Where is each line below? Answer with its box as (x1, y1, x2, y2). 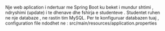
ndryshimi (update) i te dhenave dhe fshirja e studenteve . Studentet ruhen (5, 9, 160, 15)
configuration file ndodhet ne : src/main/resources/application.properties (5, 20, 157, 26)
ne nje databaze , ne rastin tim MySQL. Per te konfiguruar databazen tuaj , (5, 15, 159, 20)
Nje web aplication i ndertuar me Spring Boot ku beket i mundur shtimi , (5, 4, 154, 10)
